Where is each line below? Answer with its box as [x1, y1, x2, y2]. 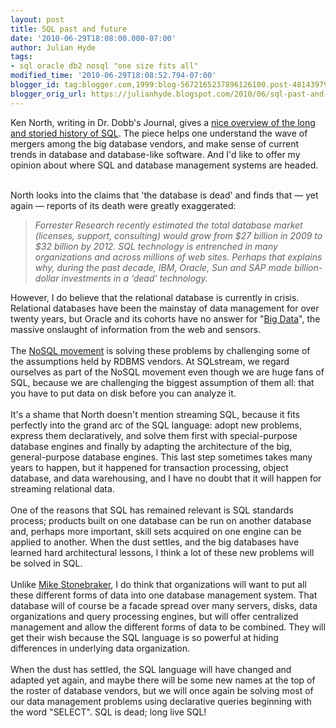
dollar [34, 272, 60, 284]
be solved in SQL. [10, 557, 83, 569]
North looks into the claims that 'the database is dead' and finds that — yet [10, 189, 319, 201]
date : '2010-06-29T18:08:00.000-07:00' [10, 33, 177, 43]
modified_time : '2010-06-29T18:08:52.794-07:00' [10, 71, 217, 81]
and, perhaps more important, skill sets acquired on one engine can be [10, 525, 302, 537]
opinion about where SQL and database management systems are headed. [10, 159, 319, 171]
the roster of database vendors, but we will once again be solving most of [10, 684, 314, 696]
